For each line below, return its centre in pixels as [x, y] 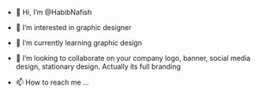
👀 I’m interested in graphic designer [73, 27]
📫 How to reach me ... [52, 82]
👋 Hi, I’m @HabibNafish [54, 12]
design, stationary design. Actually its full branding [98, 66]
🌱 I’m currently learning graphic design [79, 43]
